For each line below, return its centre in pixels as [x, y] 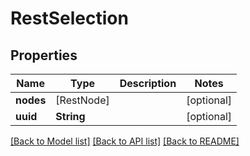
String [70, 116]
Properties [44, 55]
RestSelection [69, 18]
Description [148, 83]
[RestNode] [82, 100]
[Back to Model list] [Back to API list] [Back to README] [125, 141]
